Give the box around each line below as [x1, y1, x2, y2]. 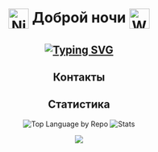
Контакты [52, 70, 106, 84]
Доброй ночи [31, 8, 127, 27]
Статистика [48, 97, 110, 112]
